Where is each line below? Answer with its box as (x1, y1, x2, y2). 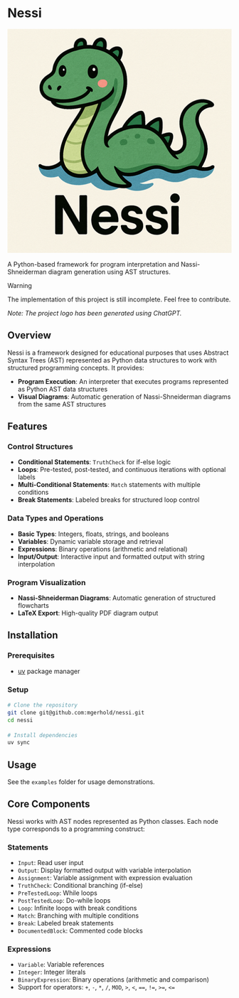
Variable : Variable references (17, 960, 105, 969)
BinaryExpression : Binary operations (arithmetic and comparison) (17, 975, 210, 984)
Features (7, 421, 48, 433)
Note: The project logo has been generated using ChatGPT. (7, 308, 182, 317)
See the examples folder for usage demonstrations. (7, 778, 155, 786)
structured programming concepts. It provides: (7, 363, 144, 372)
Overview (7, 329, 52, 342)
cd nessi (7, 717, 33, 724)
